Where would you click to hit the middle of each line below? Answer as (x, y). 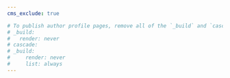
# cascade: (23, 45)
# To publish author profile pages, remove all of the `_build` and (107, 26)
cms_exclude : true (33, 13)
